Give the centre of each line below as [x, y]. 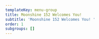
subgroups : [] [20, 29]
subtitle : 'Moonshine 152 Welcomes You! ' [50, 19]
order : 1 [14, 24]
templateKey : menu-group [31, 10]
